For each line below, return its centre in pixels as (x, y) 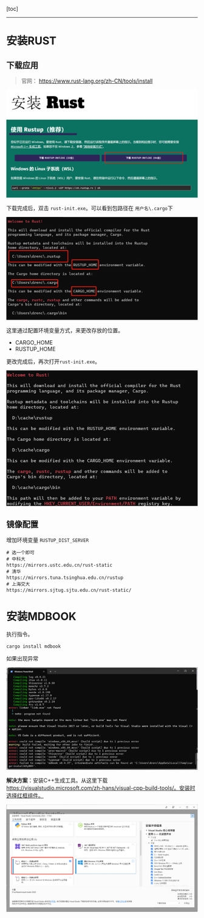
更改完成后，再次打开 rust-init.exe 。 (53, 361)
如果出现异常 (22, 659)
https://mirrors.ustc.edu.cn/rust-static (59, 565)
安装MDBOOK (42, 616)
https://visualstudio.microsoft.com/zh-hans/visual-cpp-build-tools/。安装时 (101, 788)
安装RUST (31, 41)
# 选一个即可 (20, 553)
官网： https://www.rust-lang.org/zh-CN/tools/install (87, 81)
